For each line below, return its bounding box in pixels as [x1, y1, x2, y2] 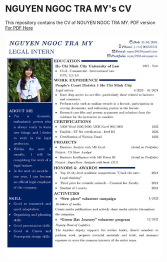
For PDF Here [5, 24, 33, 30]
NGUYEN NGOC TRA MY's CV [5, 3, 131, 14]
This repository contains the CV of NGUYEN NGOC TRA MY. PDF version [5, 19, 156, 25]
